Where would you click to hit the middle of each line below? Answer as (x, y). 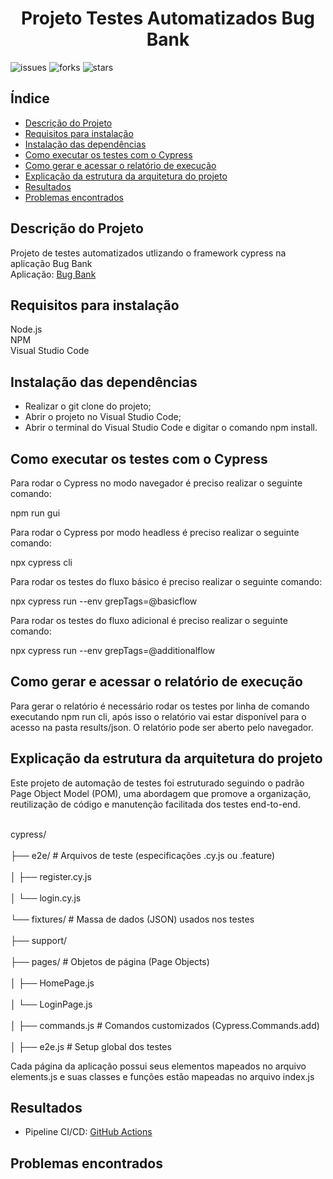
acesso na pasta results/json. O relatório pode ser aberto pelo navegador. (162, 727)
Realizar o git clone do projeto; (88, 406)
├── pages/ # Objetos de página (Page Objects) (110, 961)
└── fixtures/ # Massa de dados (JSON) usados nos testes (132, 919)
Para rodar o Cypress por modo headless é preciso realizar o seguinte (155, 532)
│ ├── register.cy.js (51, 876)
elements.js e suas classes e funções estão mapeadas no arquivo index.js (162, 1076)
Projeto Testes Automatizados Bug (168, 18)
